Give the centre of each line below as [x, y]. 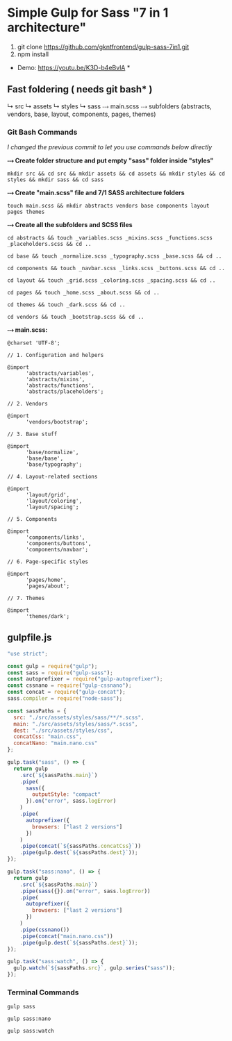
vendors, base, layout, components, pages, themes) [82, 114]
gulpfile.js [30, 638]
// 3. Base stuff [32, 434]
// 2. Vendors [28, 404]
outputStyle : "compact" [66, 794]
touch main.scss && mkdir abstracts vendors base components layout [108, 206]
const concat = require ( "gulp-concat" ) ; [67, 692]
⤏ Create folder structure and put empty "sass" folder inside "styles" [110, 160]
